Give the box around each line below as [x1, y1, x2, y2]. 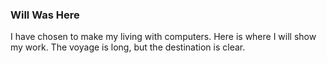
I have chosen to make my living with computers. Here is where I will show [10, 31, 317, 43]
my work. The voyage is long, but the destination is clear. [10, 41, 246, 53]
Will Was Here [10, 8, 80, 22]
